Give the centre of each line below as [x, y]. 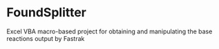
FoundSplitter [47, 13]
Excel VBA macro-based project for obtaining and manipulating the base [109, 31]
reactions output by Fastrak [46, 38]
